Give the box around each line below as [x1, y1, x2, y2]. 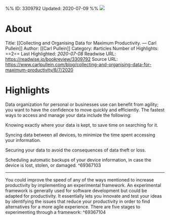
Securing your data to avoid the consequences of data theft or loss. [5, 147, 146, 153]
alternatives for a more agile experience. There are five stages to [5, 203, 141, 210]
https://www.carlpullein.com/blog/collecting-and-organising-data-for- [5, 61, 152, 67]
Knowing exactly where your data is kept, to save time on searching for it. [5, 122, 158, 128]
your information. [5, 137, 41, 143]
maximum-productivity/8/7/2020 [5, 66, 73, 73]
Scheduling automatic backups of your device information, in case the [5, 157, 152, 163]
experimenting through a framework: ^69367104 [5, 209, 106, 215]
